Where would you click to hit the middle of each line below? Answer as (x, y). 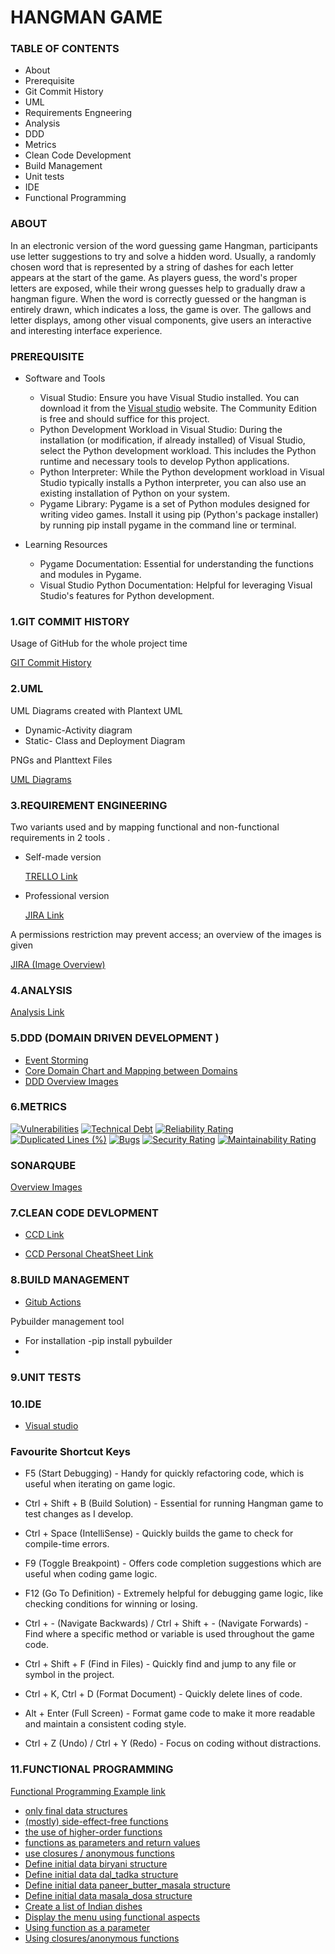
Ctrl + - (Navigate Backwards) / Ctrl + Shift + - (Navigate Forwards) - (166, 1623)
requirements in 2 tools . (60, 837)
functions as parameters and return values (112, 1842)
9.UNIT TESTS (46, 1377)
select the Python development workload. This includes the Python (178, 451)
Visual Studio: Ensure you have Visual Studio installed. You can (169, 398)
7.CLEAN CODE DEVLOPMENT (84, 1213)
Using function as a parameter (87, 1927)
